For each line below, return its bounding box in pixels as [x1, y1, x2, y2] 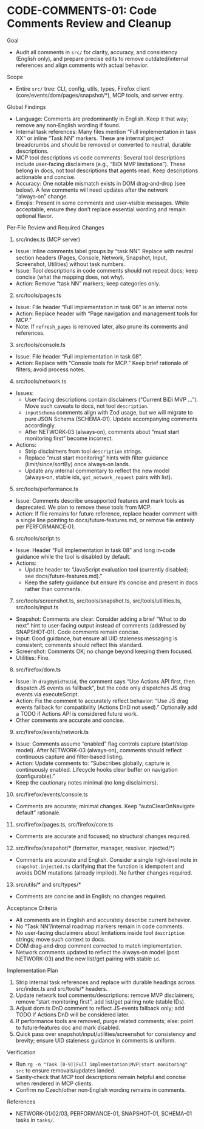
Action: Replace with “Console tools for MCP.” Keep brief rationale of [15, 359, 188, 366]
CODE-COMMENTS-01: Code [7, 4, 157, 18]
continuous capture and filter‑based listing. [15, 753, 124, 760]
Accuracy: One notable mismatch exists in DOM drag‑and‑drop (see [15, 180, 186, 187]
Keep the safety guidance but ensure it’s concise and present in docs [24, 579, 198, 586]
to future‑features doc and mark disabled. [15, 1024, 121, 1031]
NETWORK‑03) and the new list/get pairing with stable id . [15, 955, 161, 962]
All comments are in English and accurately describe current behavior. [15, 916, 192, 923]
